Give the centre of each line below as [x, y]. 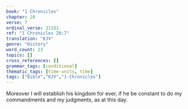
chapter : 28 [21, 17]
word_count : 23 [25, 50]
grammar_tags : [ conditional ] [42, 66]
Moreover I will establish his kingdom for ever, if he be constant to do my [94, 94]
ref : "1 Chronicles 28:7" [38, 33]
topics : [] [19, 55]
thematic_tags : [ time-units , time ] [50, 71]
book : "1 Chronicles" [33, 11]
